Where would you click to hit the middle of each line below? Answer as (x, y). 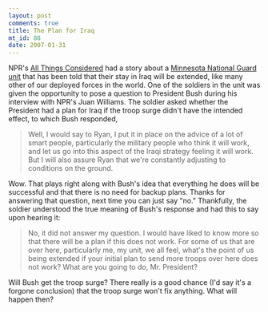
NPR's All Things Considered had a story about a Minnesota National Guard (133, 68)
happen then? (31, 299)
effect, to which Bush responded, (63, 119)
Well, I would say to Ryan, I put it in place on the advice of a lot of (135, 134)
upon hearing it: (34, 218)
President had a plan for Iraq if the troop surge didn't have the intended (126, 111)
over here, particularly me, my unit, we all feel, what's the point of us (141, 250)
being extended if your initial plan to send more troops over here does (143, 259)
